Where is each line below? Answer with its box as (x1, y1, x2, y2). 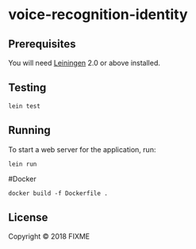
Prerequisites (8, 37, 76, 51)
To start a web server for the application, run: (8, 144, 156, 154)
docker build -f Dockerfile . (8, 189, 109, 197)
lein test (8, 102, 41, 110)
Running (8, 124, 52, 137)
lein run (8, 160, 37, 168)
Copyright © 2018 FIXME (8, 232, 90, 241)
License (8, 211, 48, 224)
